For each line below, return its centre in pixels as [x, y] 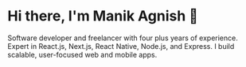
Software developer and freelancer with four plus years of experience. [123, 38]
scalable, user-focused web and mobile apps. [82, 54]
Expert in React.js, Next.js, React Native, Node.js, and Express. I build [121, 46]
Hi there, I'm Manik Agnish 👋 [103, 16]
